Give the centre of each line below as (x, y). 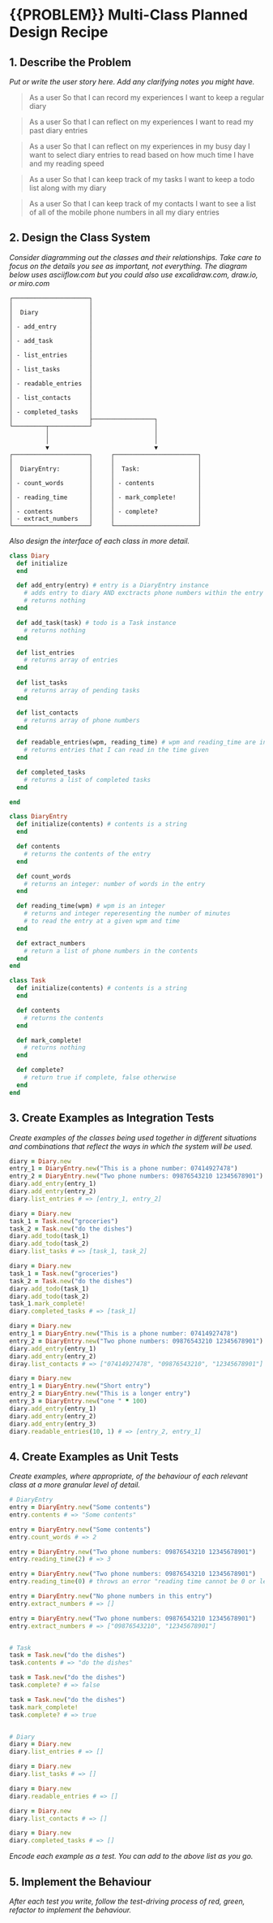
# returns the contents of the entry (87, 854)
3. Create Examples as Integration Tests (112, 1118)
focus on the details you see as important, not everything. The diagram (128, 266)
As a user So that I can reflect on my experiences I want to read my (141, 122)
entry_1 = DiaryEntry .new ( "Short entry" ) (80, 1386)
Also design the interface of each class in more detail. (99, 540)
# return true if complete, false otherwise (100, 1078)
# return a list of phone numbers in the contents (111, 951)
